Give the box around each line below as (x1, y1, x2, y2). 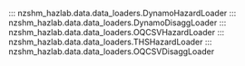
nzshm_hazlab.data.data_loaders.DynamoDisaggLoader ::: (8, 17, 227, 28)
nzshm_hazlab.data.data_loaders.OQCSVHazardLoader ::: (8, 27, 224, 37)
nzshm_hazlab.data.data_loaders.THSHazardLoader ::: (8, 36, 212, 47)
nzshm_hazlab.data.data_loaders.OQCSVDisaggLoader (8, 46, 215, 57)
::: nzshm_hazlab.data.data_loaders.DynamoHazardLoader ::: (8, 8, 237, 18)
